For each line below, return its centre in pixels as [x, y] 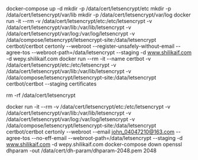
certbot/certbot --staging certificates [51, 84]
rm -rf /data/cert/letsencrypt [41, 95]
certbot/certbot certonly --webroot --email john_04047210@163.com [90, 132]
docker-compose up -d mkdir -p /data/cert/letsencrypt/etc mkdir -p [89, 9]
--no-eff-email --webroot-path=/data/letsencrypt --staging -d [107, 138]
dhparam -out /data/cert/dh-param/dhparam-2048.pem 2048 [81, 151]
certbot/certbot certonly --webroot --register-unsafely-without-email [90, 46]
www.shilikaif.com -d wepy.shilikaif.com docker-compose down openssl [94, 144]
